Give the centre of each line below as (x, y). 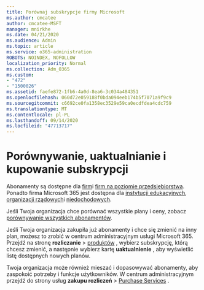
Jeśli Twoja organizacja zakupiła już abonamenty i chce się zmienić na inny (102, 230)
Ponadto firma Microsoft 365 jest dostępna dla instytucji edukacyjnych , (97, 193)
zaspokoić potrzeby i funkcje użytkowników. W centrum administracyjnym (100, 274)
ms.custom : (20, 75)
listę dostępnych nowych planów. (49, 256)
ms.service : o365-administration (49, 52)
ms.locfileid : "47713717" (39, 126)
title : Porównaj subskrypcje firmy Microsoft (65, 12)
